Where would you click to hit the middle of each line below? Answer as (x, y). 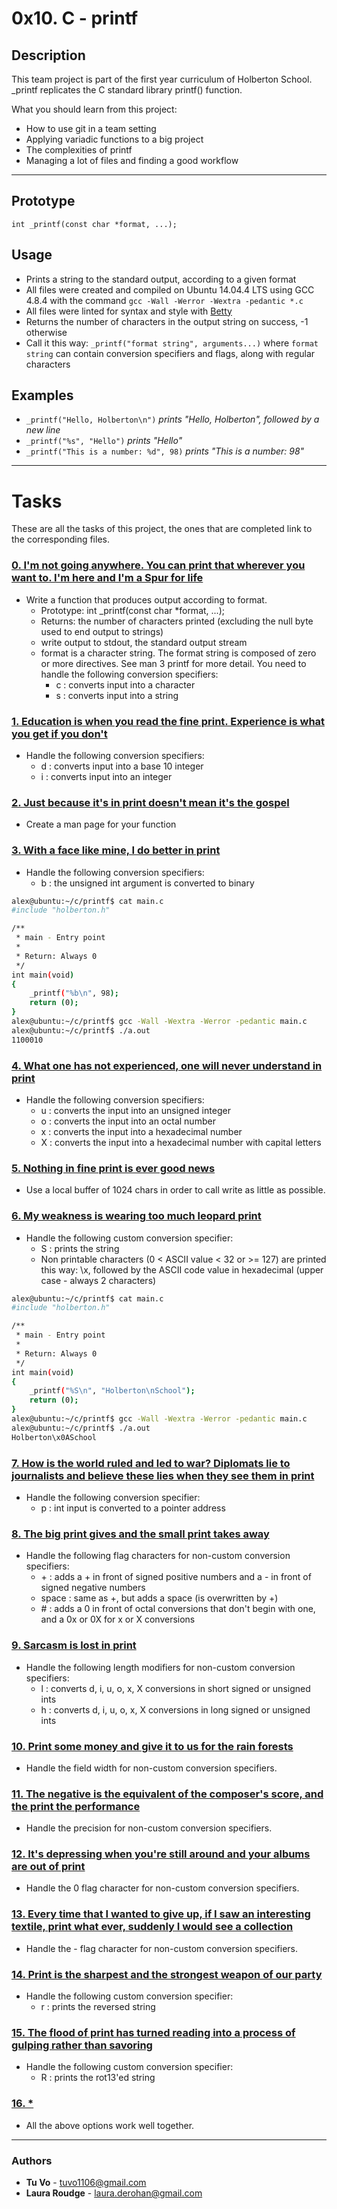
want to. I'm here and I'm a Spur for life (107, 578)
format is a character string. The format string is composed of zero (178, 653)
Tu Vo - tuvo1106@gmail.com (86, 2182)
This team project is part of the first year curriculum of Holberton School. (162, 79)
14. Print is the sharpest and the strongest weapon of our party (167, 1974)
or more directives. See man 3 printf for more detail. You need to (173, 663)
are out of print (48, 1867)
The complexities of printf (79, 150)
